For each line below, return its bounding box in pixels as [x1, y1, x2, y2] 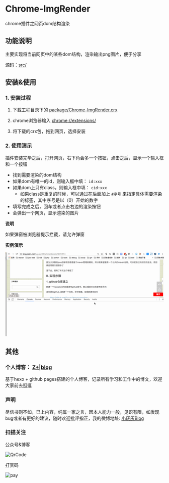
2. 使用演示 [5, 142, 32, 149]
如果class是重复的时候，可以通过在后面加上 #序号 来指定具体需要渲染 [20, 191, 162, 197]
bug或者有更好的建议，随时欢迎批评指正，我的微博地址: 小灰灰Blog [5, 415, 144, 421]
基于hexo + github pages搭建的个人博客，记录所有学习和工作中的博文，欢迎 [5, 376, 162, 382]
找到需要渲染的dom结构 [12, 171, 62, 178]
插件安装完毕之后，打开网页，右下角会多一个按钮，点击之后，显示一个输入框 [5, 155, 164, 161]
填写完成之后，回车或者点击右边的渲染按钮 [12, 203, 101, 209]
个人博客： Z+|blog [5, 364, 52, 371]
